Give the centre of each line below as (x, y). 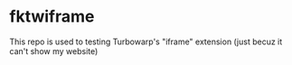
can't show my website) (54, 51)
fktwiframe (52, 17)
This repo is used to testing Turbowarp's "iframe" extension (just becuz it (146, 42)
